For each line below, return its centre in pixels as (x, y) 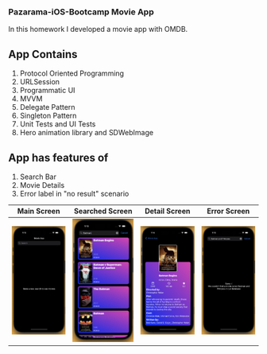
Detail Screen (167, 211)
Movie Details (42, 185)
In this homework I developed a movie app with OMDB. (98, 29)
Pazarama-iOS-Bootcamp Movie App (81, 12)
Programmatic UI (47, 91)
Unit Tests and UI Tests (58, 124)
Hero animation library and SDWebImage (86, 133)
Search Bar (38, 177)
